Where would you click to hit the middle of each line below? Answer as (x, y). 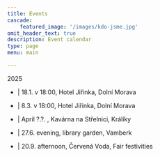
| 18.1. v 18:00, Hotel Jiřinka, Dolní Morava (77, 92)
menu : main (23, 53)
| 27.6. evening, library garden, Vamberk (74, 133)
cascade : (20, 20)
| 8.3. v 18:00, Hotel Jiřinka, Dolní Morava (76, 105)
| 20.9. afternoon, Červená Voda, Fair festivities (85, 146)
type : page (23, 46)
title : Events (28, 14)
